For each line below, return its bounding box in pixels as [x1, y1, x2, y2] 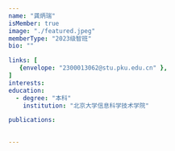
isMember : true [8, 19, 60, 27]
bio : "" [8, 42, 35, 50]
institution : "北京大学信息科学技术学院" [23, 102, 149, 110]
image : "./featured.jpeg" [8, 27, 95, 35]
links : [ [8, 57, 38, 65]
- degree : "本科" [15, 94, 72, 102]
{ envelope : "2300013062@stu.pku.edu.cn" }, [19, 64, 168, 73]
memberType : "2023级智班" [8, 34, 92, 43]
